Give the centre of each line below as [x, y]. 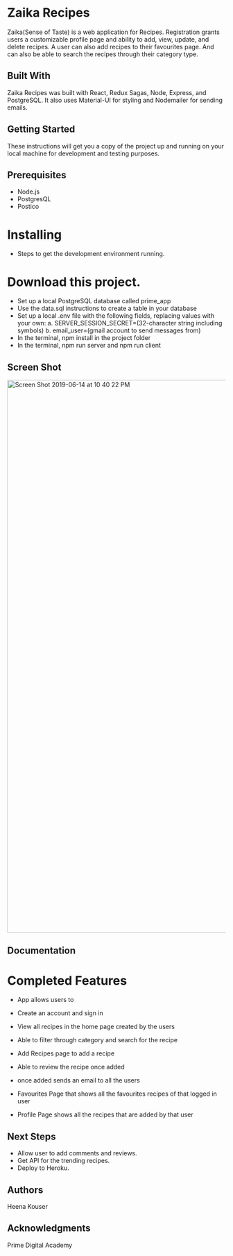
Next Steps [32, 1136]
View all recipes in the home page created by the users [96, 1027]
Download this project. [74, 282]
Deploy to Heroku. [43, 1168]
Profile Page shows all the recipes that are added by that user [105, 1114]
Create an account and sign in [60, 1013]
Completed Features [67, 981]
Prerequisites [37, 175]
